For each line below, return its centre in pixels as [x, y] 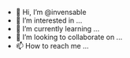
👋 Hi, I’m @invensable [51, 12]
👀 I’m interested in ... [49, 20]
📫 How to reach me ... [52, 46]
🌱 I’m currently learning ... [58, 29]
